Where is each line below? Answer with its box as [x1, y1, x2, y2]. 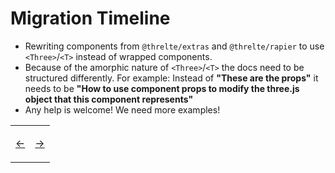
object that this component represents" [24, 93, 194, 105]
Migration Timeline [10, 7, 171, 30]
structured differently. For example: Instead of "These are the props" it [24, 72, 319, 84]
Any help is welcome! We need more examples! [24, 103, 221, 116]
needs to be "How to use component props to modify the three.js [24, 82, 300, 94]
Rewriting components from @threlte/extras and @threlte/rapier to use [24, 40, 325, 52]
